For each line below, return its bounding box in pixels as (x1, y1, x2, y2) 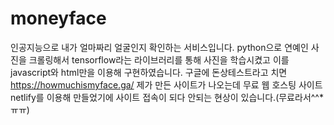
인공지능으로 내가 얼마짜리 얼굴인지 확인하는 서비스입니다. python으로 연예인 (10, 41, 309, 53)
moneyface (10, 7, 107, 30)
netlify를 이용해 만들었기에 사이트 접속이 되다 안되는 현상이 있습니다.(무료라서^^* (10, 91, 324, 103)
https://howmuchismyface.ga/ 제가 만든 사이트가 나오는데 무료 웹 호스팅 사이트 (10, 78, 323, 91)
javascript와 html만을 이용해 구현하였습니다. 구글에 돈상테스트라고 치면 (10, 66, 288, 78)
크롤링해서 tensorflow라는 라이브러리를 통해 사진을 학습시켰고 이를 (28, 53, 290, 66)
